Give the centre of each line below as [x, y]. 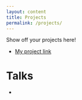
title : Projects [26, 17]
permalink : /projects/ [34, 23]
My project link [33, 51]
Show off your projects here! [41, 40]
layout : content [26, 12]
